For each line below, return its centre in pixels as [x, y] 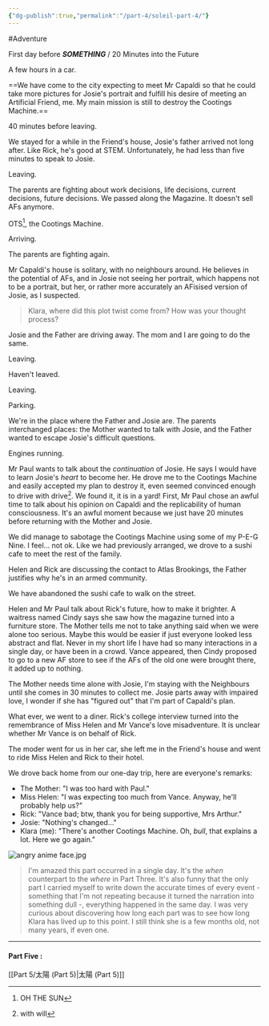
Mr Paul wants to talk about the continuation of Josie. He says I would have [132, 469]
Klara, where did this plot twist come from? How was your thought [137, 311]
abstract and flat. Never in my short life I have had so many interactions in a [133, 643]
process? [43, 319]
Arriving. [23, 239]
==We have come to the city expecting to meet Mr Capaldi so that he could [132, 85]
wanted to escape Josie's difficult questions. [82, 438]
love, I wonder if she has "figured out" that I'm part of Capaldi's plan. [122, 700]
